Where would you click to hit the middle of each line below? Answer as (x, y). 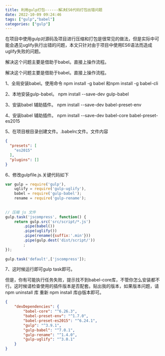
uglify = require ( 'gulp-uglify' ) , (50, 189)
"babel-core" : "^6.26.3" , (50, 311)
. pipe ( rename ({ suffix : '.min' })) (57, 236)
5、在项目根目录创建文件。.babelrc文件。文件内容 (57, 132)
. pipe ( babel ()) (39, 226)
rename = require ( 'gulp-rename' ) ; (50, 198)
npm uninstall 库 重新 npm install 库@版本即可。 (55, 293)
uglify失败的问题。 (24, 51)
